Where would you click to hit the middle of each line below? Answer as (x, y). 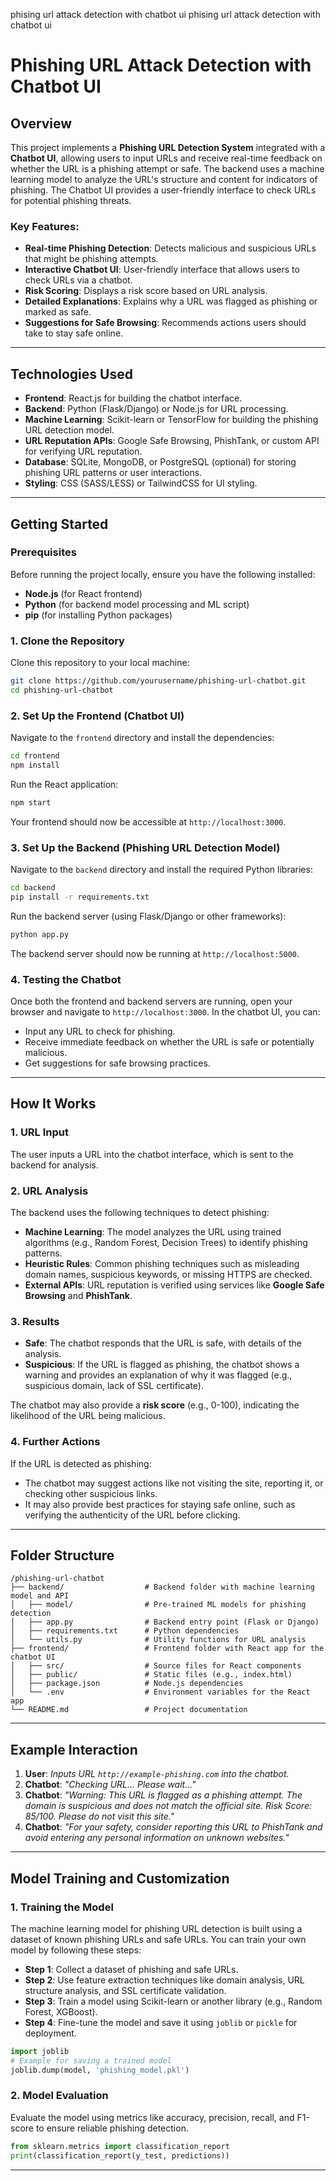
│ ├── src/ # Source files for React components (156, 1666)
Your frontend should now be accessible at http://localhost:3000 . (148, 821)
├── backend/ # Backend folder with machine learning (162, 1587)
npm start (31, 802)
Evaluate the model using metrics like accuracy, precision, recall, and (152, 2117)
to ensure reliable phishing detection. (112, 2128)
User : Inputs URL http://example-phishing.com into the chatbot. (157, 1774)
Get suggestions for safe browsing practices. (117, 1063)
